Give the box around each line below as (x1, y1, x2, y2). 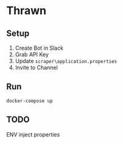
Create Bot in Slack (15, 44, 64, 51)
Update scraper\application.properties (15, 58, 118, 64)
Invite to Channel (15, 64, 58, 71)
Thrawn (6, 4, 47, 18)
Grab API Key (15, 51, 49, 58)
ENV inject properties (6, 131, 60, 138)
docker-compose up (6, 97, 53, 104)
